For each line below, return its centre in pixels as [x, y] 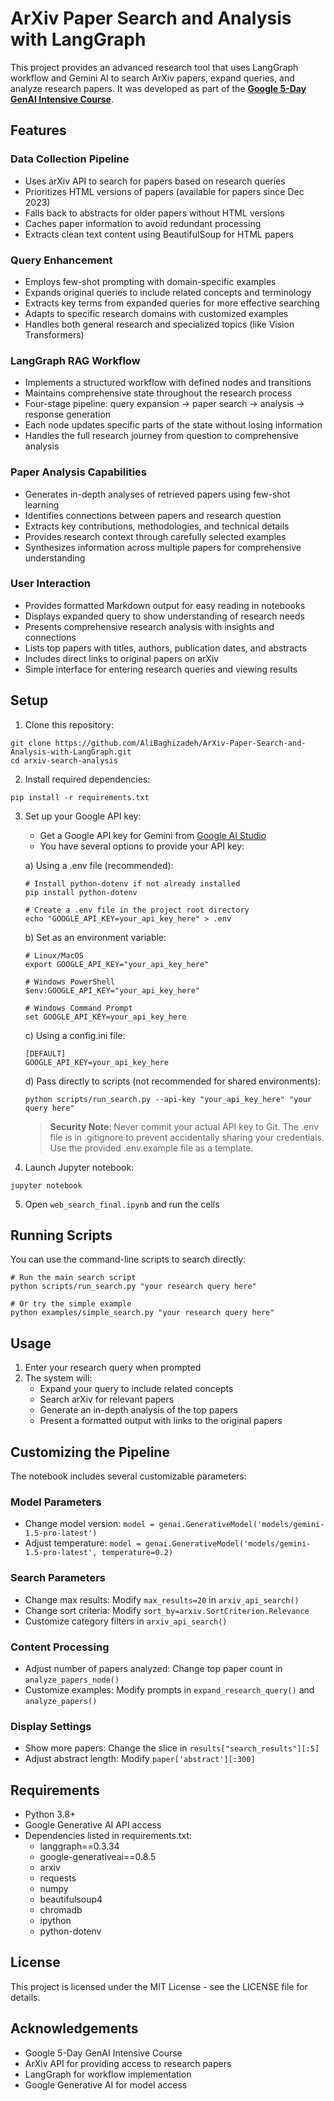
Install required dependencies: [87, 779]
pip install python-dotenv [81, 892]
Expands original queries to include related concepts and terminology [168, 292]
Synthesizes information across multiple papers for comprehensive [163, 547]
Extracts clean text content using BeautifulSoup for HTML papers [159, 234]
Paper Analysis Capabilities [78, 472]
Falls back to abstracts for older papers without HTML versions [154, 213]
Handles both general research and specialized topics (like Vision [159, 324]
